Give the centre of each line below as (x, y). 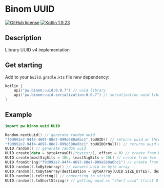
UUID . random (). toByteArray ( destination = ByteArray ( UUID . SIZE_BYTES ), (78, 171)
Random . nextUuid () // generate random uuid (50, 135)
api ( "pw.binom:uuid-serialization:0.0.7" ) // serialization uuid (82, 95)
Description (23, 38)
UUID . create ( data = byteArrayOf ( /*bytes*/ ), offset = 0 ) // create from (81, 153)
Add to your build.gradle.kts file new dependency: (57, 77)
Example (19, 115)
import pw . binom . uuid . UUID (32, 126)
